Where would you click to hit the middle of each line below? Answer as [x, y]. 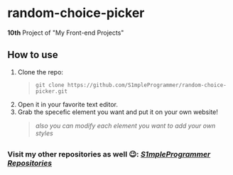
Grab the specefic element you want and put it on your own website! [118, 112]
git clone [50, 85]
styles [44, 133]
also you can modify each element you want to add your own [125, 125]
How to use [33, 55]
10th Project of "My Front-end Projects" [66, 33]
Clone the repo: [40, 72]
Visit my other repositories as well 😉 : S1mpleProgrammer [109, 154]
